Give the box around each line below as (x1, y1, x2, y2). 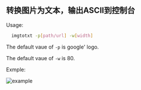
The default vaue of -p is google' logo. (6, 43, 99, 50)
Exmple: (6, 66, 26, 73)
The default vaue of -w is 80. (6, 54, 75, 61)
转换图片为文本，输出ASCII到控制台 (6, 5, 135, 16)
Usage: (6, 21, 23, 28)
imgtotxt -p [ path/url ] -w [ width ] (11, 33, 93, 39)
